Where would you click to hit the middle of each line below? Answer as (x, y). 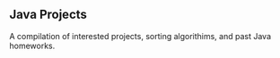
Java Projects (48, 15)
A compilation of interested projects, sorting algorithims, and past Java (140, 36)
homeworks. (32, 46)
